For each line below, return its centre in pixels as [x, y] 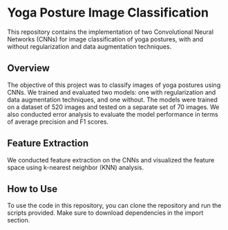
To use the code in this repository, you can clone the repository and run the [114, 206]
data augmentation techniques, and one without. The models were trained [112, 99]
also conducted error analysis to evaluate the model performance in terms [113, 114]
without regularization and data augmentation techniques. [89, 46]
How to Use [32, 189]
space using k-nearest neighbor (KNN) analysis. [75, 167]
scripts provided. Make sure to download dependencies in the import [105, 213]
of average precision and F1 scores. [58, 122]
